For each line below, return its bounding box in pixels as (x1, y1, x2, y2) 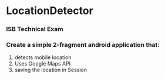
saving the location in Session (14, 66, 87, 74)
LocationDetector (6, 4, 94, 18)
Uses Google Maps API (14, 60, 71, 67)
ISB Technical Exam (6, 25, 63, 33)
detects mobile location (14, 54, 72, 61)
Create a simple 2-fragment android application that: (6, 41, 160, 49)
